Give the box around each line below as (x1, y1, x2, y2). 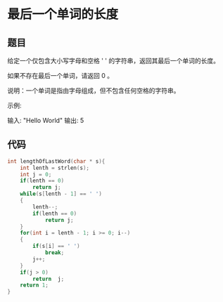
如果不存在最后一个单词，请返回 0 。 (7, 72, 114, 79)
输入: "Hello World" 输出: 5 (7, 117, 84, 124)
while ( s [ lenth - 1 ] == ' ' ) (20, 190, 102, 197)
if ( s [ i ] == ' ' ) (32, 243, 80, 250)
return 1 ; (20, 282, 49, 289)
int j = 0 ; (20, 171, 52, 178)
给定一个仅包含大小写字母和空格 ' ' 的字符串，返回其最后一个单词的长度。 (7, 57, 220, 65)
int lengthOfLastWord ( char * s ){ (7, 157, 106, 165)
